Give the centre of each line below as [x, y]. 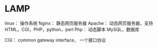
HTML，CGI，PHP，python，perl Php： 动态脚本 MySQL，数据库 [72, 29]
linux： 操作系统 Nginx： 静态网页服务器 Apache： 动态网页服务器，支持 [79, 23]
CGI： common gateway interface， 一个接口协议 [55, 40]
